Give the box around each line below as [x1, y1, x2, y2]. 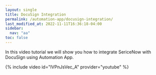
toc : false [5, 35, 28, 40]
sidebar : [5, 26, 24, 31]
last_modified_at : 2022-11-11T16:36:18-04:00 [5, 21, 102, 26]
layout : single [5, 7, 37, 12]
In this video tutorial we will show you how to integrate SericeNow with [5, 48, 151, 55]
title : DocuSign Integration [5, 12, 66, 17]
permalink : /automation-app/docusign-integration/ [5, 16, 113, 21]
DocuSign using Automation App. [5, 54, 74, 60]
